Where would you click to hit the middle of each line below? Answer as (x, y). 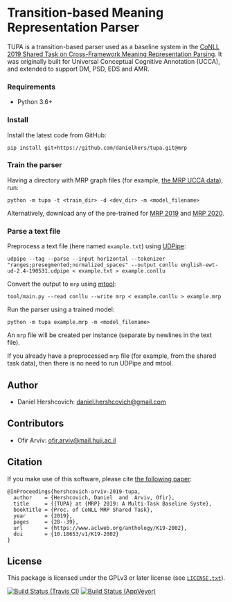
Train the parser (35, 165)
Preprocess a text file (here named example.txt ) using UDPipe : (97, 246)
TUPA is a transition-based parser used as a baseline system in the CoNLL (114, 46)
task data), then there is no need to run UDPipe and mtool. (90, 363)
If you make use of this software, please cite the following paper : (100, 479)
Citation (25, 462)
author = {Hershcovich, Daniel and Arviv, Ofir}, (94, 497)
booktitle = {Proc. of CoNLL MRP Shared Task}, (83, 510)
